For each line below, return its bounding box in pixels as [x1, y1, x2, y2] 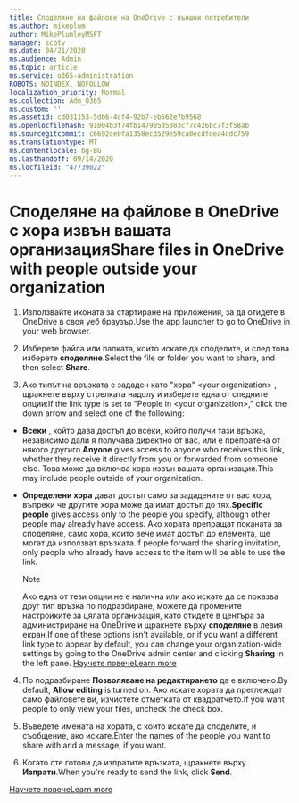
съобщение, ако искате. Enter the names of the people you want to [21, 731, 270, 741]
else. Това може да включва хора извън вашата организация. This [21, 463, 274, 474]
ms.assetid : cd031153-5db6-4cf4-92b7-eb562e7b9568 [9, 113, 202, 122]
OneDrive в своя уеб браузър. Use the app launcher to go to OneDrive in [21, 317, 291, 327]
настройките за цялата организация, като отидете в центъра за [21, 610, 265, 621]
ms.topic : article [9, 63, 78, 72]
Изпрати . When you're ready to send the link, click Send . [21, 766, 233, 778]
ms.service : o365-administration [9, 72, 134, 80]
